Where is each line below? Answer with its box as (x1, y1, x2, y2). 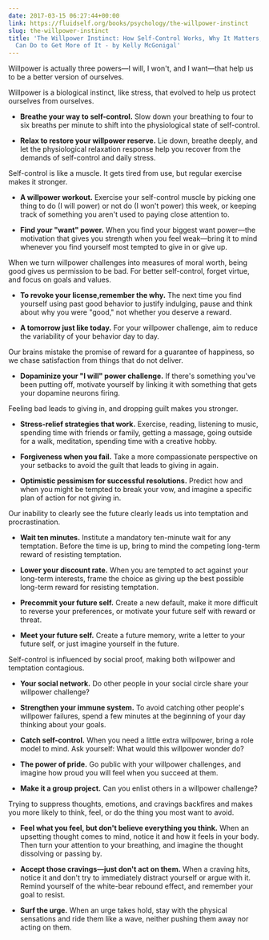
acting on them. (19, 922, 72, 932)
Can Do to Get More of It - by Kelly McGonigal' (15, 42, 181, 50)
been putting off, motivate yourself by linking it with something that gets (19, 380, 258, 389)
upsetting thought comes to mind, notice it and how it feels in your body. (19, 832, 259, 841)
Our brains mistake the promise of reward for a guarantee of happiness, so (8, 347, 255, 357)
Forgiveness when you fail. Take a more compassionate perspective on (19, 452, 259, 462)
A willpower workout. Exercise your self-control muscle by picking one (19, 193, 256, 202)
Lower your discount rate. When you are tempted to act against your (19, 565, 249, 575)
